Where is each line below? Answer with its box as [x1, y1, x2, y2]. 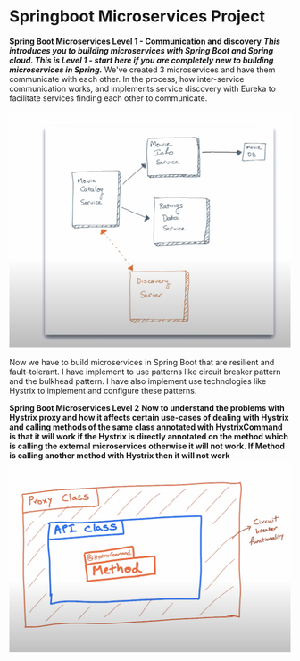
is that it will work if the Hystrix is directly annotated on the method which [9, 431, 288, 441]
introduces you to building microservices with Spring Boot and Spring [9, 45, 274, 55]
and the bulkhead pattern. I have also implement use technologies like [9, 375, 267, 386]
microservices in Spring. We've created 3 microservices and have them [9, 64, 276, 75]
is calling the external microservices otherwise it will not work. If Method [9, 440, 286, 451]
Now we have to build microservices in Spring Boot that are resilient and [9, 356, 275, 367]
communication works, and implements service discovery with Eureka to [9, 83, 277, 94]
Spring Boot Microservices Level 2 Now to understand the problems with [9, 402, 285, 413]
